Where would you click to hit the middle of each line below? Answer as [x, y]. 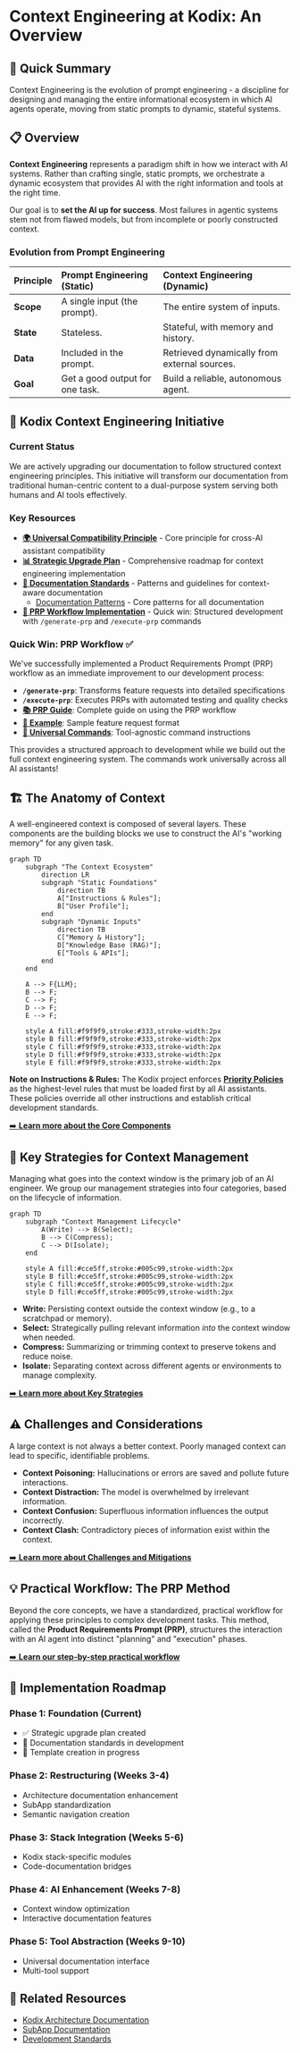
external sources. [200, 364]
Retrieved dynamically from [221, 353]
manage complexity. [59, 1376]
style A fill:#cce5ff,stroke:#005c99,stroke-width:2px [129, 1269]
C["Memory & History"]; [101, 938]
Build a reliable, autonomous [222, 379]
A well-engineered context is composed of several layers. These [128, 824]
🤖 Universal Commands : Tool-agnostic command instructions [137, 732]
